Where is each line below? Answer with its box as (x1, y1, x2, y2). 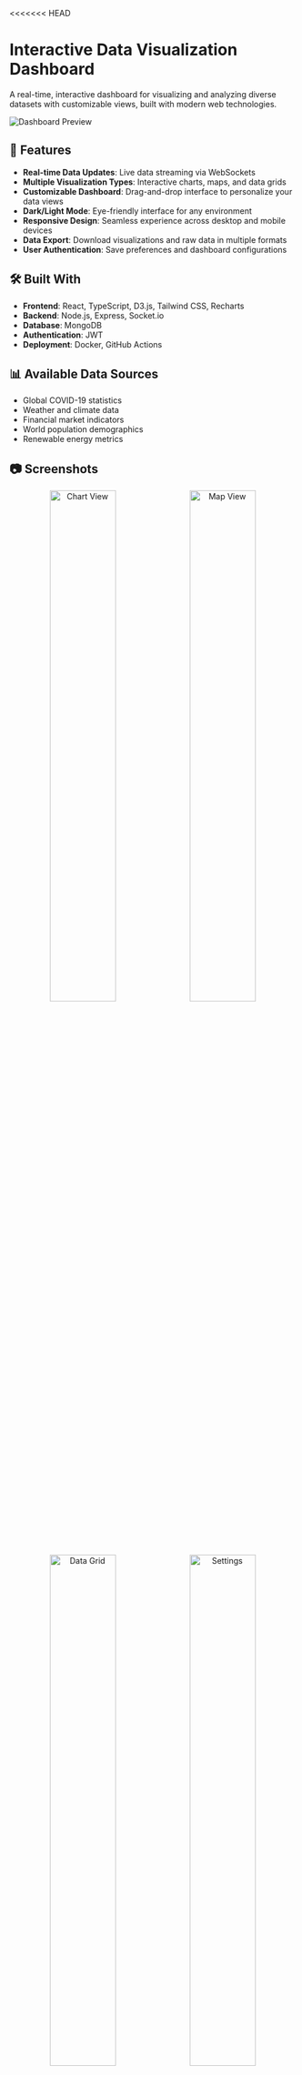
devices (22, 225, 53, 236)
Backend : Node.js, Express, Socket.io (22, 309, 165, 321)
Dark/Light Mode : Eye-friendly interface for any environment (22, 205, 253, 217)
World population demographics (22, 424, 144, 435)
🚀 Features (9, 143, 72, 158)
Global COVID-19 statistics (22, 395, 123, 406)
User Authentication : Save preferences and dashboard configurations (22, 244, 287, 255)
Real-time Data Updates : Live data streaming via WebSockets (22, 166, 257, 177)
